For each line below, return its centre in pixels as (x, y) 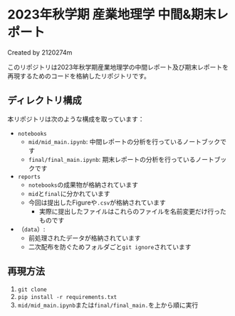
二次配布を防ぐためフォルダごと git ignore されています (110, 246)
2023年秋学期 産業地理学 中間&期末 (112, 15)
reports (29, 177)
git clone (32, 289)
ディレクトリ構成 (45, 100)
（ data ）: (31, 229)
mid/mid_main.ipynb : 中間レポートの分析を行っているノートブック (124, 141)
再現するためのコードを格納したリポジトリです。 (79, 76)
